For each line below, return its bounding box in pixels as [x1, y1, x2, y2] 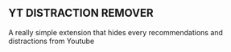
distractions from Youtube [8, 36, 95, 46]
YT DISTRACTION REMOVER [8, 6, 155, 20]
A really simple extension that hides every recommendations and [8, 27, 224, 37]
